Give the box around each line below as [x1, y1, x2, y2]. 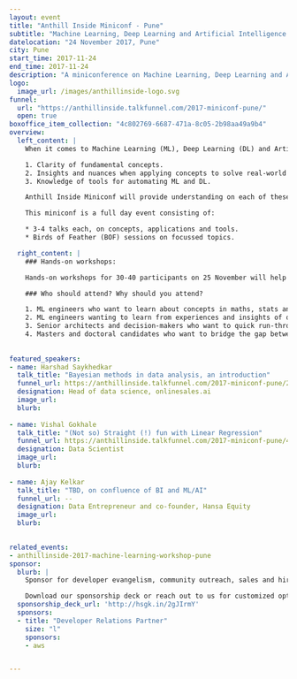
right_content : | [17, 248, 81, 257]
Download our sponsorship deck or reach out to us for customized [25, 591, 275, 601]
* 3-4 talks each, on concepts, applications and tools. [25, 225, 240, 234]
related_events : [9, 543, 69, 552]
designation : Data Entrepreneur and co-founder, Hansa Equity [17, 502, 251, 511]
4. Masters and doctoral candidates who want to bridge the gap [25, 330, 267, 339]
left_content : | [17, 136, 77, 145]
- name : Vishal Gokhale [9, 420, 97, 429]
